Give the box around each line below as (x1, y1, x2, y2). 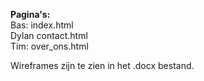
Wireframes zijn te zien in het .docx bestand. (10, 60, 195, 71)
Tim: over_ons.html (10, 40, 89, 52)
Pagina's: (10, 9, 51, 20)
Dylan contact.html (10, 30, 88, 41)
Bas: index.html (10, 19, 74, 31)
